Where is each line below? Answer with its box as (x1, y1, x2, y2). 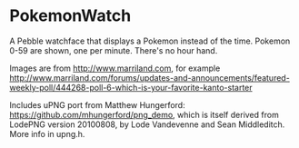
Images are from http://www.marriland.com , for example (9, 63, 221, 74)
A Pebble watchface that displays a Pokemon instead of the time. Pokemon (9, 35, 291, 46)
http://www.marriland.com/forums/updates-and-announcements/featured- (9, 72, 291, 83)
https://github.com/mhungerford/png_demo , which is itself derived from (9, 109, 279, 120)
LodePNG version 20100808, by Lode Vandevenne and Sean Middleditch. (9, 119, 285, 130)
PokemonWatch (9, 5, 132, 26)
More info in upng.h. (9, 128, 85, 139)
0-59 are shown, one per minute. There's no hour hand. (9, 44, 218, 55)
